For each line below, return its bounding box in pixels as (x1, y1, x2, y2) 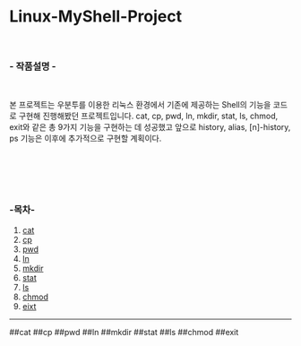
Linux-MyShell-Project (9, 6, 182, 27)
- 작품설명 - (9, 60, 56, 73)
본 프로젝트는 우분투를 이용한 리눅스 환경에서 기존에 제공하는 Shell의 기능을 (9, 99, 271, 110)
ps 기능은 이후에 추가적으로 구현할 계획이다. (9, 133, 162, 144)
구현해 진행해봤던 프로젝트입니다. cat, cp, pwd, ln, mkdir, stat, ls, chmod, (18, 110, 279, 122)
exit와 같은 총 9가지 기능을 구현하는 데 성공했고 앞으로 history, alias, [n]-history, (9, 122, 291, 133)
